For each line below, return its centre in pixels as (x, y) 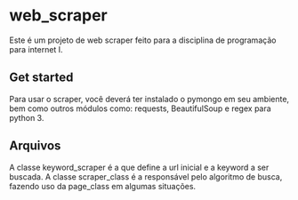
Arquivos (35, 146)
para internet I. (36, 49)
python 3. (27, 117)
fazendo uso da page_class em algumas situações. (103, 186)
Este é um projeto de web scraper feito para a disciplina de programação (143, 40)
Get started (41, 78)
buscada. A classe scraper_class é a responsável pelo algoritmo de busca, (146, 176)
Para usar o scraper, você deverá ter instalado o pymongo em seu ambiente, (149, 99)
